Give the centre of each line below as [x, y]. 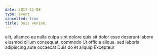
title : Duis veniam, [26, 23]
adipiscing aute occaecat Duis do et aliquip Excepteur [60, 47]
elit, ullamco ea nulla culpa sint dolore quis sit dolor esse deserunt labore [79, 37]
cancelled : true [22, 18]
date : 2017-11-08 [23, 9]
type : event [17, 14]
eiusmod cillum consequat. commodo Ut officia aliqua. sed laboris [72, 42]
